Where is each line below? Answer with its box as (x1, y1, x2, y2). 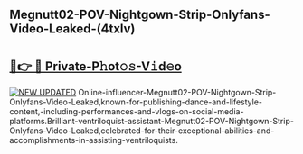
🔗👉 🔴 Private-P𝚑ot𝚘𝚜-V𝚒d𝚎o (9, 59, 183, 74)
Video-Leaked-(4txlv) (9, 22, 136, 37)
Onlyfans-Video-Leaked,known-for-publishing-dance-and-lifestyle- (9, 96, 263, 107)
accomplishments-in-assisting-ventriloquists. (9, 135, 178, 145)
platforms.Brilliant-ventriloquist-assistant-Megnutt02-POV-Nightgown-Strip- (9, 116, 294, 126)
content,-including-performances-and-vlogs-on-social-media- (9, 106, 244, 116)
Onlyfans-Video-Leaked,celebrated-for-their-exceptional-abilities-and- (9, 125, 275, 136)
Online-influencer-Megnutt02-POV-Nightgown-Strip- (78, 87, 277, 97)
